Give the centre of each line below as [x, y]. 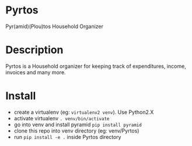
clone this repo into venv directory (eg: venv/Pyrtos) [76, 131]
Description [34, 50]
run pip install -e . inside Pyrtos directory [67, 137]
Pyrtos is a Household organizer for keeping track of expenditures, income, [96, 66]
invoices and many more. [36, 72]
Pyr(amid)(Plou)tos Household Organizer [54, 26]
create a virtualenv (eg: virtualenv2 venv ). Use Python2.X [84, 112]
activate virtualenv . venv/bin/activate [62, 118]
